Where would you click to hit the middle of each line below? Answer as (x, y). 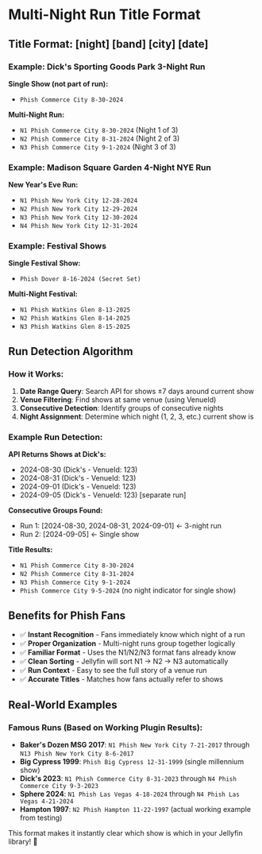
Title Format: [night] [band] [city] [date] (108, 44)
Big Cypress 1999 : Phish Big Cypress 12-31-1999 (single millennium (132, 761)
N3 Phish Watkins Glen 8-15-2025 (75, 327)
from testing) (41, 817)
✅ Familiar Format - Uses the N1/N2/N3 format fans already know (128, 652)
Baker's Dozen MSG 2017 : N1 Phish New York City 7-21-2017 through (135, 744)
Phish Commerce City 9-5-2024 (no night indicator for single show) (128, 590)
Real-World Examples (63, 705)
